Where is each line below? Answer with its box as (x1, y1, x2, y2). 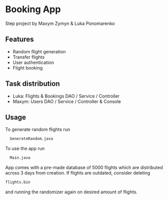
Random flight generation (12, 48, 66, 54)
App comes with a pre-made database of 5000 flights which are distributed (5, 164, 163, 171)
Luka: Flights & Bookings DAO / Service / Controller (12, 93, 120, 99)
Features (5, 35, 34, 44)
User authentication (12, 59, 54, 65)
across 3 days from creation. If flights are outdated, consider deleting (5, 170, 151, 176)
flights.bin (5, 180, 30, 185)
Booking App (5, 4, 61, 15)
